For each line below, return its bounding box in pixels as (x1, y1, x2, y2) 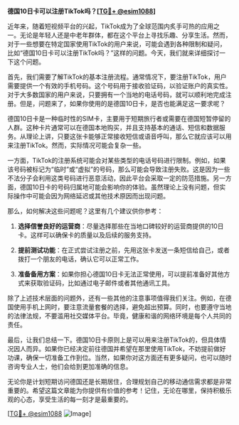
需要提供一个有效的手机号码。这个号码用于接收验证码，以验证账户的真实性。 (7, 82, 232, 90)
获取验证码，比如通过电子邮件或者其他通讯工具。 (30, 279, 174, 287)
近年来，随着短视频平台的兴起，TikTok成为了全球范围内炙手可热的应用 (7, 22, 214, 31)
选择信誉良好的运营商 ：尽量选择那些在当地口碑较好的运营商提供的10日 (17, 222, 224, 230)
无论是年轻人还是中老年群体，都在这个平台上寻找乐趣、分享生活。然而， (19, 31, 232, 39)
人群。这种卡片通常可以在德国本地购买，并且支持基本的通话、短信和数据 (7, 124, 219, 131)
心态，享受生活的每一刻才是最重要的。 (19, 395, 132, 404)
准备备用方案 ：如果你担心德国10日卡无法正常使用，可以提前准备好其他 (17, 270, 224, 278)
